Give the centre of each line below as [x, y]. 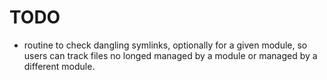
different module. [59, 66]
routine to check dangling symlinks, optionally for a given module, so [165, 45]
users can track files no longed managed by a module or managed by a [170, 55]
